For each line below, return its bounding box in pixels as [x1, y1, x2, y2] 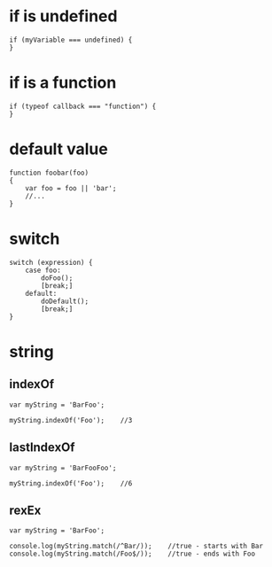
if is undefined [9, 6, 118, 27]
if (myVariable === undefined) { [9, 35, 133, 44]
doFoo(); [41, 273, 74, 283]
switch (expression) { [9, 258, 93, 267]
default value [9, 139, 108, 159]
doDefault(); [41, 297, 89, 306]
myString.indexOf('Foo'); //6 [9, 478, 133, 488]
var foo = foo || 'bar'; [25, 183, 117, 192]
